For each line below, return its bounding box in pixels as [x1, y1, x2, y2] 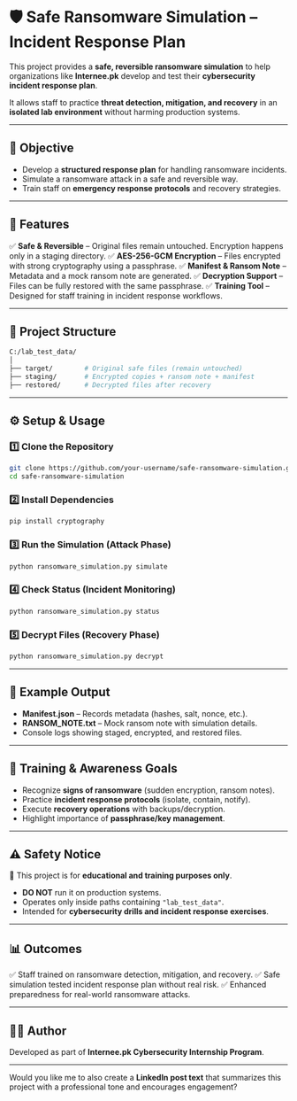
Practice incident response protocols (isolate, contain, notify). [21, 794, 251, 804]
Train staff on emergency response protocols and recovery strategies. [21, 182, 281, 193]
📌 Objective [9, 141, 74, 156]
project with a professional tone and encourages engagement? [9, 1082, 238, 1092]
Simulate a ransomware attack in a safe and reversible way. [21, 174, 239, 184]
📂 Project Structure [9, 324, 117, 339]
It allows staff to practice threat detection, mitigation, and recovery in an [9, 97, 278, 107]
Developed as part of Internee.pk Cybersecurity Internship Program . [9, 1046, 265, 1057]
